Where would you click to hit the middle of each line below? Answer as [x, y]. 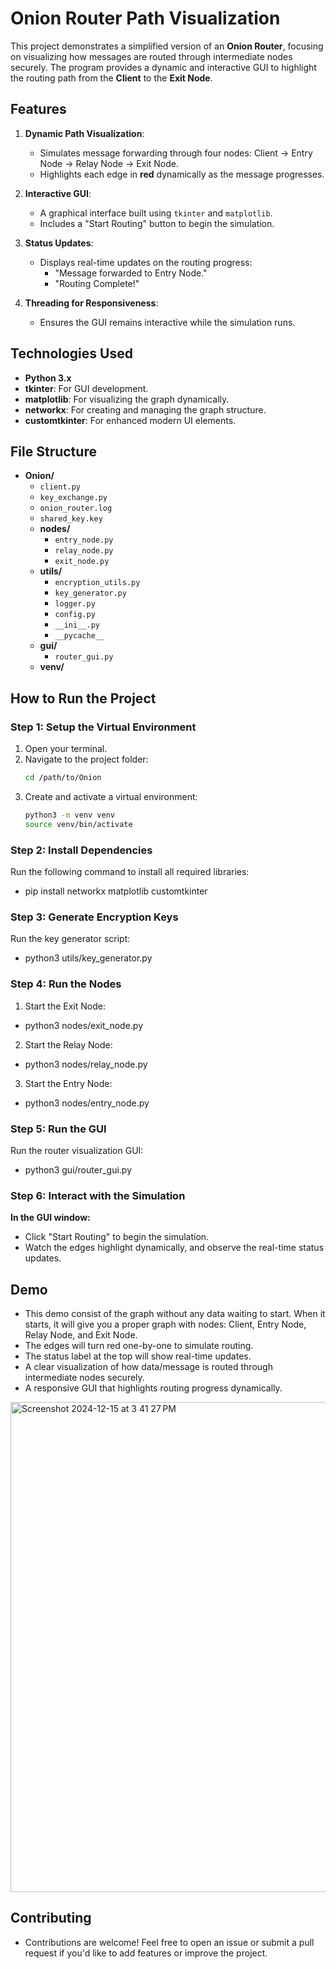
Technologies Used [71, 353]
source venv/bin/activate [78, 824]
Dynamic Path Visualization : [84, 133]
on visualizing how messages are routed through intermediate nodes [151, 56]
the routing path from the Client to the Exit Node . [111, 78]
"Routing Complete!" [97, 283]
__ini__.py [77, 625]
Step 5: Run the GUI [58, 1129]
